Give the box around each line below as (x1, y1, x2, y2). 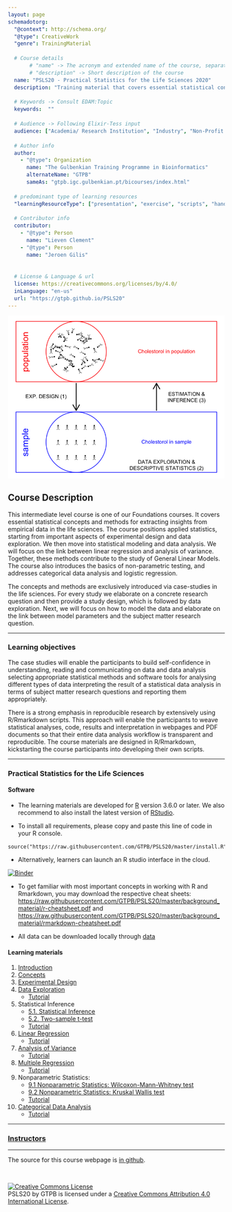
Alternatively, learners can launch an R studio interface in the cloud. (17, 855, 211, 863)
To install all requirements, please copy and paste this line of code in (17, 821, 213, 830)
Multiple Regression (17, 1059, 74, 1067)
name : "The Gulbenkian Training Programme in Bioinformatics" (25, 164, 209, 171)
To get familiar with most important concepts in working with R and (17, 882, 209, 890)
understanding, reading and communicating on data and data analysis (8, 665, 207, 674)
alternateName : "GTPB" (25, 171, 92, 179)
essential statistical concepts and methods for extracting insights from (8, 518, 208, 526)
